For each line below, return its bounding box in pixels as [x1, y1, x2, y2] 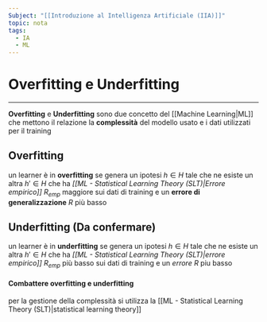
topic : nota [8, 19, 48, 27]
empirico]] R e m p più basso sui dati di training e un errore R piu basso [8, 258, 233, 270]
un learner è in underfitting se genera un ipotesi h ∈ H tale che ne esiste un [8, 242, 258, 251]
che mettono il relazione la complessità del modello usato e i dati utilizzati [8, 118, 251, 127]
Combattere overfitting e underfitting [8, 278, 134, 288]
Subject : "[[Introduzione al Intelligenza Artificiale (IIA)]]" [8, 11, 226, 20]
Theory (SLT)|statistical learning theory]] [8, 305, 141, 314]
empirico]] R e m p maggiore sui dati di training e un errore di [8, 187, 200, 199]
